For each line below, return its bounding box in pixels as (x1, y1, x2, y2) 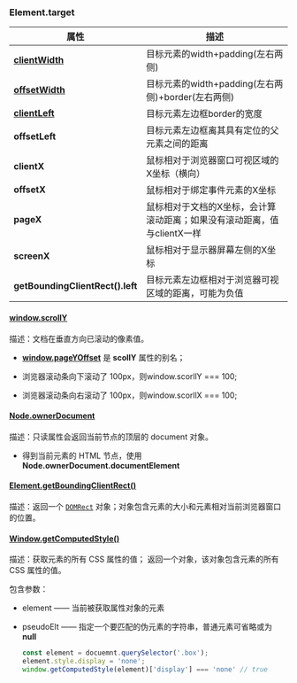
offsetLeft (13, 130, 57, 143)
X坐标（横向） (145, 167, 206, 180)
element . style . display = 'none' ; (21, 656, 146, 665)
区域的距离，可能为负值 (145, 287, 244, 299)
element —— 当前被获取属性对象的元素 (21, 602, 165, 613)
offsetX (13, 183, 46, 196)
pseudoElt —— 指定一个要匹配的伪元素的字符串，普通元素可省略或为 (21, 622, 272, 633)
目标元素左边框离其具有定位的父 (145, 124, 279, 136)
